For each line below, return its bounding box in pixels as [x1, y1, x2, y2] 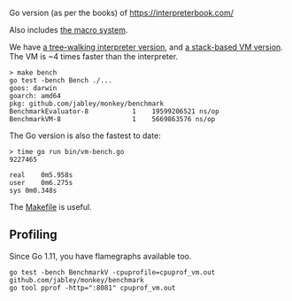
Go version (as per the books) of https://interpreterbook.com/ [9, 8, 234, 18]
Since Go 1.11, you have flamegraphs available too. [9, 251, 192, 261]
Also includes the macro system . [9, 25, 128, 35]
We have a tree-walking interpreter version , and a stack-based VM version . [9, 42, 283, 52]
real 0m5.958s [9, 171, 73, 180]
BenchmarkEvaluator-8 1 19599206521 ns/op [9, 107, 219, 116]
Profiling [9, 228, 58, 243]
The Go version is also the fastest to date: [9, 130, 161, 141]
